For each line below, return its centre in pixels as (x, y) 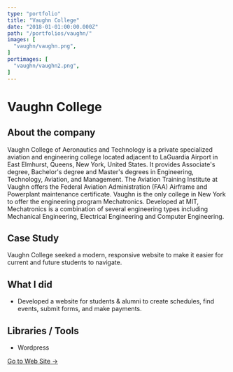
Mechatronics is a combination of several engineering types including (108, 209)
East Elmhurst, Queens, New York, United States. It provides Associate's (111, 164)
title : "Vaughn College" (43, 20)
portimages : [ (28, 59)
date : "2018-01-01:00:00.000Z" (53, 27)
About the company (51, 133)
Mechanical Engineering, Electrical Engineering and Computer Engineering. (116, 216)
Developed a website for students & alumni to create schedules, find (116, 301)
